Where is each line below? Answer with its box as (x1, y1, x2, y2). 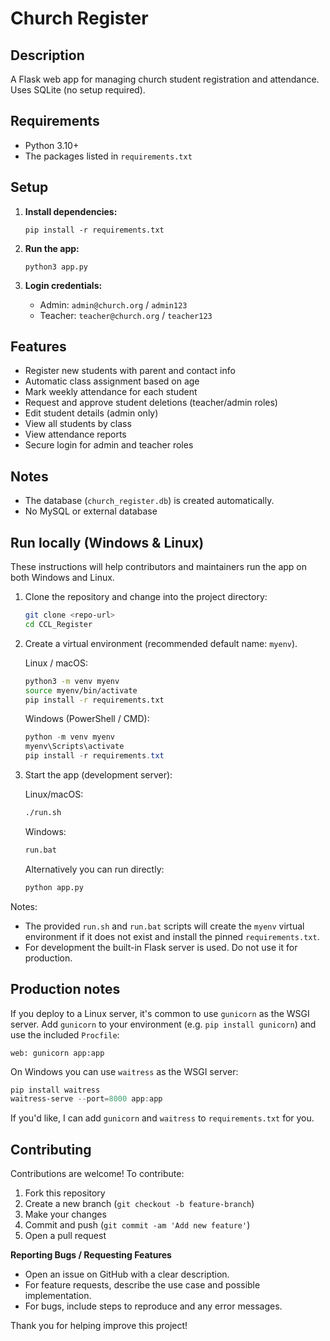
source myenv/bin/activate (24, 685, 138, 696)
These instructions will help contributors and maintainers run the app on (10, 561, 308, 573)
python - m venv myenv (24, 732, 115, 742)
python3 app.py (24, 262, 89, 272)
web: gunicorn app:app (10, 1048, 105, 1058)
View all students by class (24, 418, 132, 430)
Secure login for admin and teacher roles (24, 439, 194, 451)
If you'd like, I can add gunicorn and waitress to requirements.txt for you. (10, 1112, 315, 1124)
